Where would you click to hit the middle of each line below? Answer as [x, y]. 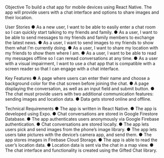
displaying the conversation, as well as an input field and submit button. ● [80, 89]
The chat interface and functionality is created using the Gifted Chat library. [81, 150]
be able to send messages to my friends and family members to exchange [80, 37]
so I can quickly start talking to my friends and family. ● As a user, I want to [81, 32]
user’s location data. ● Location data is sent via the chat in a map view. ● [80, 145]
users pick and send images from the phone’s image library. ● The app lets [81, 129]
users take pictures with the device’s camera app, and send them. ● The [78, 135]
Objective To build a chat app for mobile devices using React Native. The [78, 7]
